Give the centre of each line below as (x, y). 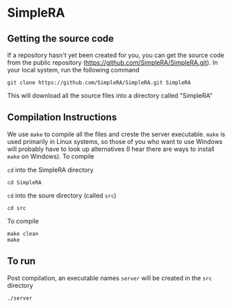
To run (22, 261)
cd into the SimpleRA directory (50, 170)
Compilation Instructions (62, 117)
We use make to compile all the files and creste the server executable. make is (116, 134)
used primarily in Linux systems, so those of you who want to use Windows (115, 141)
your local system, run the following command (74, 70)
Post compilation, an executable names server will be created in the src (110, 278)
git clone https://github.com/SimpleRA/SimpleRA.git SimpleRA (99, 83)
